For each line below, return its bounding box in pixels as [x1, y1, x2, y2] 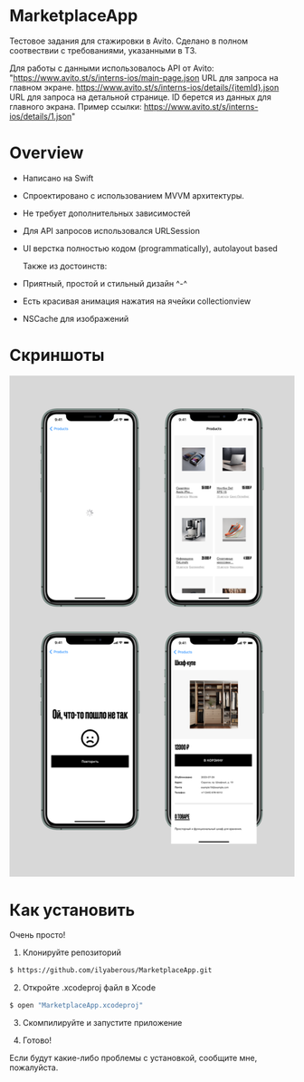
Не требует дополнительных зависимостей [22, 208, 191, 219]
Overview [9, 142, 84, 163]
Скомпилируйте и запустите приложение [22, 1018, 183, 1028]
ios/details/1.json [9, 111, 72, 122]
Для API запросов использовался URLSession [22, 225, 201, 236]
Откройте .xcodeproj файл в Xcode [22, 982, 157, 993]
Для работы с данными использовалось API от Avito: [9, 63, 214, 73]
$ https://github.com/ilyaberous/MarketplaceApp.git [9, 966, 213, 975]
